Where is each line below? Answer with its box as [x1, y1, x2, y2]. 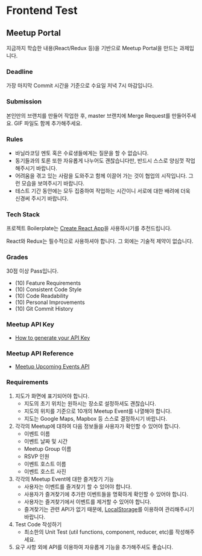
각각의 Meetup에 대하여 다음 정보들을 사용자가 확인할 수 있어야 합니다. [14, 422, 181, 430]
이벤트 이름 [24, 430, 50, 438]
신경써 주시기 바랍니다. [14, 195, 69, 202]
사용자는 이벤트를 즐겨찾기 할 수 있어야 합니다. [24, 483, 132, 490]
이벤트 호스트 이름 [24, 461, 66, 468]
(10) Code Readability [14, 293, 69, 300]
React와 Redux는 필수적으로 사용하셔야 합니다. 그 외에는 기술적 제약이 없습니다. [6, 238, 194, 245]
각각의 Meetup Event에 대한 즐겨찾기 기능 [14, 476, 115, 483]
